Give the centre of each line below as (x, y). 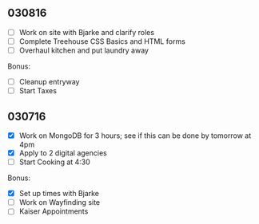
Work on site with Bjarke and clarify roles (87, 32)
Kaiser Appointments (54, 211)
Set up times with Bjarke (59, 194)
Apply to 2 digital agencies (63, 153)
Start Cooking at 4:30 (55, 162)
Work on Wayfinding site (60, 202)
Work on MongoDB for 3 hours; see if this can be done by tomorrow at (135, 136)
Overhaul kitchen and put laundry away (84, 50)
